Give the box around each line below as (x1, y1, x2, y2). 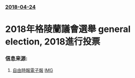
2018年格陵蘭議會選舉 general (5, 23, 131, 35)
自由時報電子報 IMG (12, 67, 53, 73)
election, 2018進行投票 (5, 36, 100, 47)
